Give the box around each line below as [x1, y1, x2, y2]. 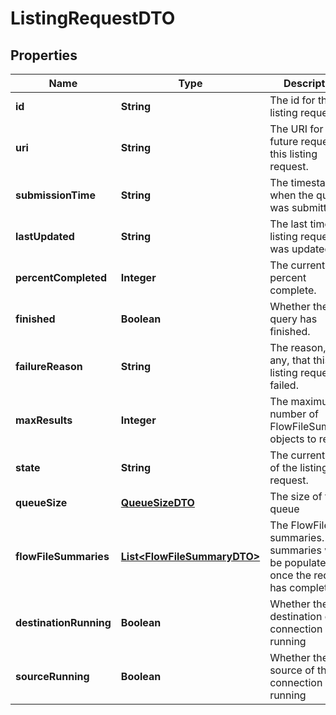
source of [269, 663, 315, 677]
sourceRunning [15, 670, 90, 683]
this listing [269, 147, 318, 161]
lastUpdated [15, 230, 75, 243]
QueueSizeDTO [120, 496, 195, 509]
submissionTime [15, 188, 96, 202]
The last [269, 217, 308, 231]
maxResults [15, 413, 73, 427]
